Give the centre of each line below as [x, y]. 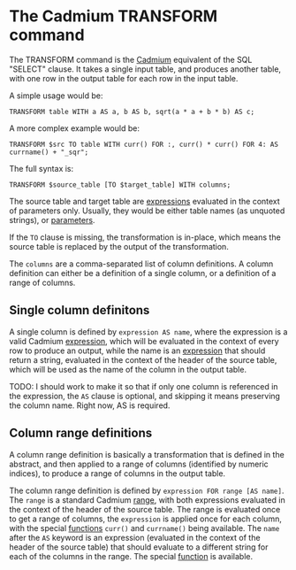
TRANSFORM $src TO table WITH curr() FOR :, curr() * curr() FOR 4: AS [144, 144]
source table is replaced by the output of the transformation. [119, 246]
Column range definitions [81, 433]
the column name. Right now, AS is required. [90, 405]
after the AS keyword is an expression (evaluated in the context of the [135, 537]
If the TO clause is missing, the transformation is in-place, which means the [145, 237]
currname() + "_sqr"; [49, 152]
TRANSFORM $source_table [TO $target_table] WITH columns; [120, 185]
